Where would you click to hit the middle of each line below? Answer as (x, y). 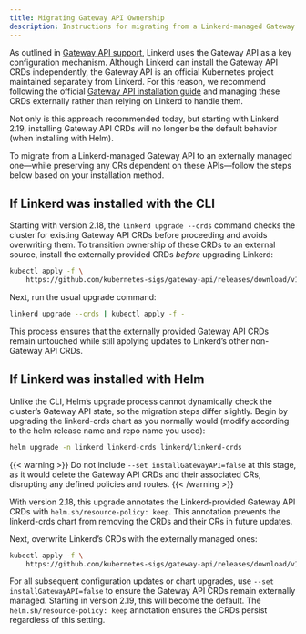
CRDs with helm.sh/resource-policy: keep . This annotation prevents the (145, 511)
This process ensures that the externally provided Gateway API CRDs (139, 331)
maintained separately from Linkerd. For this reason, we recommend (138, 81)
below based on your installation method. (87, 175)
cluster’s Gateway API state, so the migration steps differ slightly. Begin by (149, 411)
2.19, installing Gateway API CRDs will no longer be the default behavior (143, 128)
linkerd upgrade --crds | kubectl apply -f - (97, 314)
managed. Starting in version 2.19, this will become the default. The (135, 601)
